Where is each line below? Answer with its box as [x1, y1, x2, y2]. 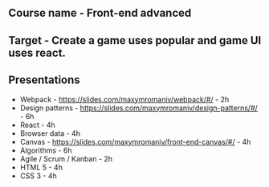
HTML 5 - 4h [19, 162, 63, 172]
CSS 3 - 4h [19, 171, 58, 181]
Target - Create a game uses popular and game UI [8, 34, 262, 47]
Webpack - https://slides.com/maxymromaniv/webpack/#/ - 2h [19, 94, 230, 104]
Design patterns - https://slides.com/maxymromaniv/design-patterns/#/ [19, 103, 259, 113]
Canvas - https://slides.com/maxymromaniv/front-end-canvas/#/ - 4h [19, 137, 251, 146]
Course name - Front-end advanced [8, 6, 192, 20]
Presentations [8, 74, 80, 87]
